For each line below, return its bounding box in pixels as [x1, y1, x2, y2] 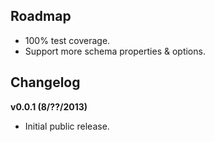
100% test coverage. [24, 34, 111, 46]
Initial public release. [24, 120, 110, 132]
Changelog [10, 74, 81, 91]
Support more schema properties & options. [24, 45, 206, 57]
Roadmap [10, 8, 72, 25]
